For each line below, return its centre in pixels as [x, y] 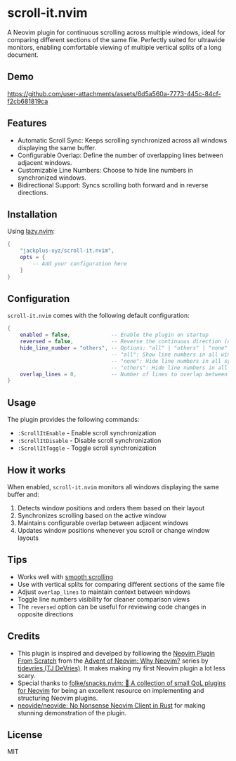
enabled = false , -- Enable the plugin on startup [114, 335]
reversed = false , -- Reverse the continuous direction [120, 342]
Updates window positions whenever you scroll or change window [113, 530]
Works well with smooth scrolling [65, 576]
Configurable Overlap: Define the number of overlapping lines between [120, 155]
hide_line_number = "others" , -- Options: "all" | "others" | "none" [124, 348]
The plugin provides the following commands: [73, 420]
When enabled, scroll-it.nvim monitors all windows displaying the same [113, 487]
